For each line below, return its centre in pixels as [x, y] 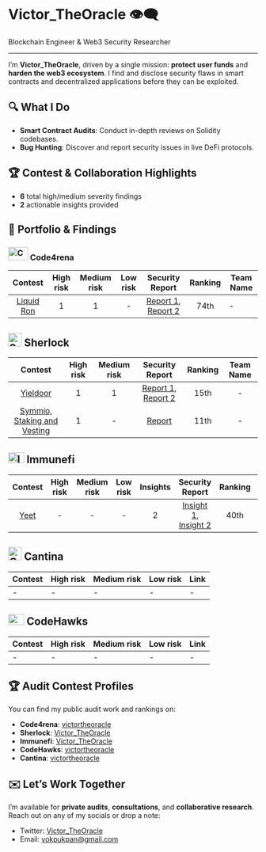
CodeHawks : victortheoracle [67, 750]
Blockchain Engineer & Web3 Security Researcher [90, 42]
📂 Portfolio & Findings [63, 229]
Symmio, [36, 411]
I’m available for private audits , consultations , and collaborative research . [131, 807]
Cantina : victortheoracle [60, 758]
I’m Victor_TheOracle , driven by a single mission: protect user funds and [128, 64]
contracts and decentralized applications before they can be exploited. [123, 81]
